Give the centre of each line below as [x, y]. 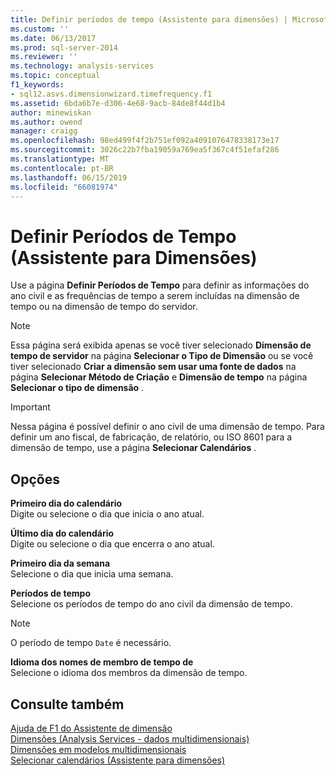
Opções [35, 479]
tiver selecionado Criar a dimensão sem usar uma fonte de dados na [153, 367]
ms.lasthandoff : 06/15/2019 [69, 177]
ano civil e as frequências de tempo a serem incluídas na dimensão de [155, 296]
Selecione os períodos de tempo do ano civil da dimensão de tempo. [151, 604]
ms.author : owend [46, 122]
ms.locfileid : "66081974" [64, 187]
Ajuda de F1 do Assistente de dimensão [91, 728]
